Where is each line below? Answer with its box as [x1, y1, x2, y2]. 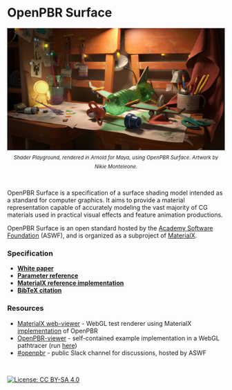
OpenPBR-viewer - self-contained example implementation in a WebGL [17, 333, 220, 342]
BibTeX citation [17, 286, 62, 295]
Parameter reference [17, 271, 79, 280]
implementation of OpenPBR [17, 326, 98, 335]
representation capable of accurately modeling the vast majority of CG [7, 204, 209, 212]
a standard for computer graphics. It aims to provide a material [7, 196, 185, 204]
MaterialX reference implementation [17, 279, 124, 287]
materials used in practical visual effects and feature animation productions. [7, 211, 223, 219]
